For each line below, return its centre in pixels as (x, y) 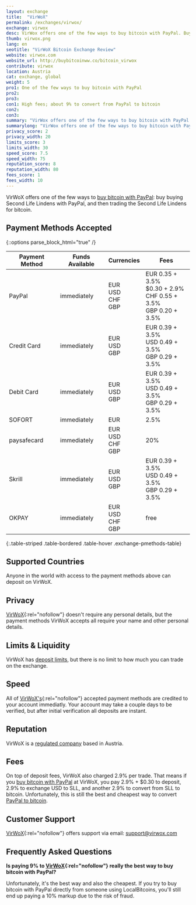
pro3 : (13, 98)
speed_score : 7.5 (27, 153)
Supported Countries (45, 561)
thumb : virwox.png (28, 39)
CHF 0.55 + (162, 295)
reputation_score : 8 (31, 164)
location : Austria (28, 72)
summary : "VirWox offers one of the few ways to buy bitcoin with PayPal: (99, 121)
